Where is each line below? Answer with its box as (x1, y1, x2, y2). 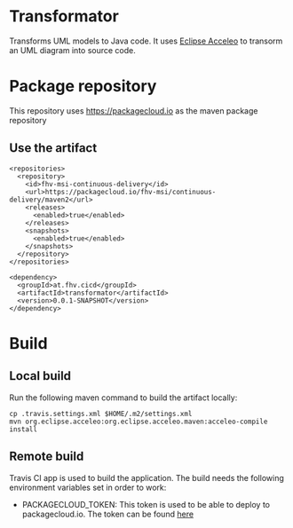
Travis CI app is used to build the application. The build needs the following (9, 472, 284, 483)
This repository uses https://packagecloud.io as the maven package (9, 105, 258, 116)
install (9, 424, 38, 434)
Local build (9, 368, 72, 383)
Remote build (9, 449, 84, 464)
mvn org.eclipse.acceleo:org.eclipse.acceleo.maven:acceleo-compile (9, 417, 268, 426)
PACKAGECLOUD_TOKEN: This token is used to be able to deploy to (21, 499, 271, 509)
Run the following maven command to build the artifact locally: (9, 392, 238, 403)
